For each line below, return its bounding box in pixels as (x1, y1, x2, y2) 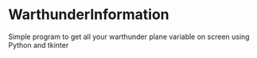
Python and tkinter (8, 40, 69, 49)
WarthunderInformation (8, 6, 169, 24)
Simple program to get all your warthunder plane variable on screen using (8, 32, 250, 41)
